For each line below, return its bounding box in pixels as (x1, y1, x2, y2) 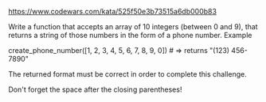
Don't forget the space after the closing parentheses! (8, 85, 182, 94)
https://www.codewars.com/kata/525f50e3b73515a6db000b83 (8, 7, 217, 16)
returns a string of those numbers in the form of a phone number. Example (8, 31, 252, 40)
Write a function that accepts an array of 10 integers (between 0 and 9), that (8, 22, 258, 31)
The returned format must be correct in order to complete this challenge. (8, 70, 247, 78)
